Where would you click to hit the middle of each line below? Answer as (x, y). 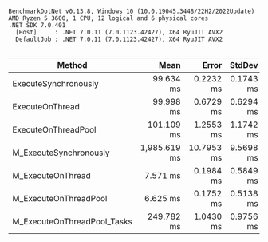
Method (72, 65)
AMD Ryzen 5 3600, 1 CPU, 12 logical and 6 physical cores (108, 18)
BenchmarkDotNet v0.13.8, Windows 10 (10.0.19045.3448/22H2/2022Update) (132, 11)
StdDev (244, 65)
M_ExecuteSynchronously (61, 153)
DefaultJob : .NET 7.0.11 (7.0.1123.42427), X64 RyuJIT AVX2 (119, 39)
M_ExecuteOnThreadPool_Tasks (73, 222)
